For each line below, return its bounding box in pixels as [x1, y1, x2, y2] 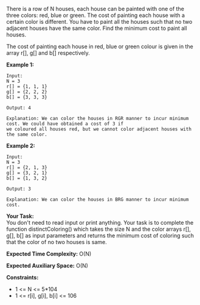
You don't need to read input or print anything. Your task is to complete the [6, 219, 194, 226]
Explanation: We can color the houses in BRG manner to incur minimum [6, 197, 189, 203]
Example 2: [6, 142, 35, 149]
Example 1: [6, 61, 35, 68]
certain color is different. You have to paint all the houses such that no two [6, 18, 193, 25]
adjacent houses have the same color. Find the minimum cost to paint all [6, 24, 187, 32]
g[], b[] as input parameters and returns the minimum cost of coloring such [6, 232, 195, 239]
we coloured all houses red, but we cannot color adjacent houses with [6, 126, 191, 132]
